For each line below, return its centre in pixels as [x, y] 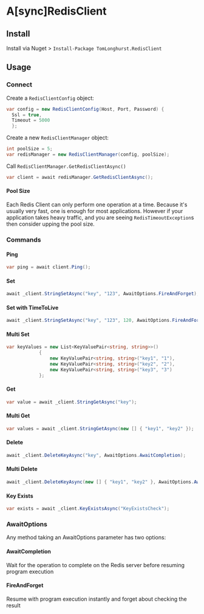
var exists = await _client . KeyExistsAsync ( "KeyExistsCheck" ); [88, 509]
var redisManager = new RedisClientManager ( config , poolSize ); [88, 155]
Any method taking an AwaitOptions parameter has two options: [86, 537]
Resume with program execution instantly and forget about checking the [97, 599]
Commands [24, 240]
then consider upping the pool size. [51, 224]
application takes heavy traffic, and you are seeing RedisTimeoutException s [100, 218]
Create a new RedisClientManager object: [58, 138]
